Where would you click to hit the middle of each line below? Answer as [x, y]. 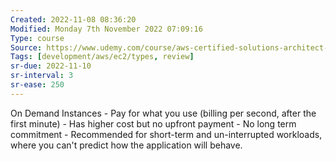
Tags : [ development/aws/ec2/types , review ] [102, 57]
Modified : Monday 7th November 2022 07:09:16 [106, 29]
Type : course [37, 38]
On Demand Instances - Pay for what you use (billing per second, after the [163, 113]
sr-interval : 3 [42, 76]
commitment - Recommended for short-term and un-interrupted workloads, [166, 134]
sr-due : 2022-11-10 [51, 66]
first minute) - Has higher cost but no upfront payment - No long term [153, 123]
